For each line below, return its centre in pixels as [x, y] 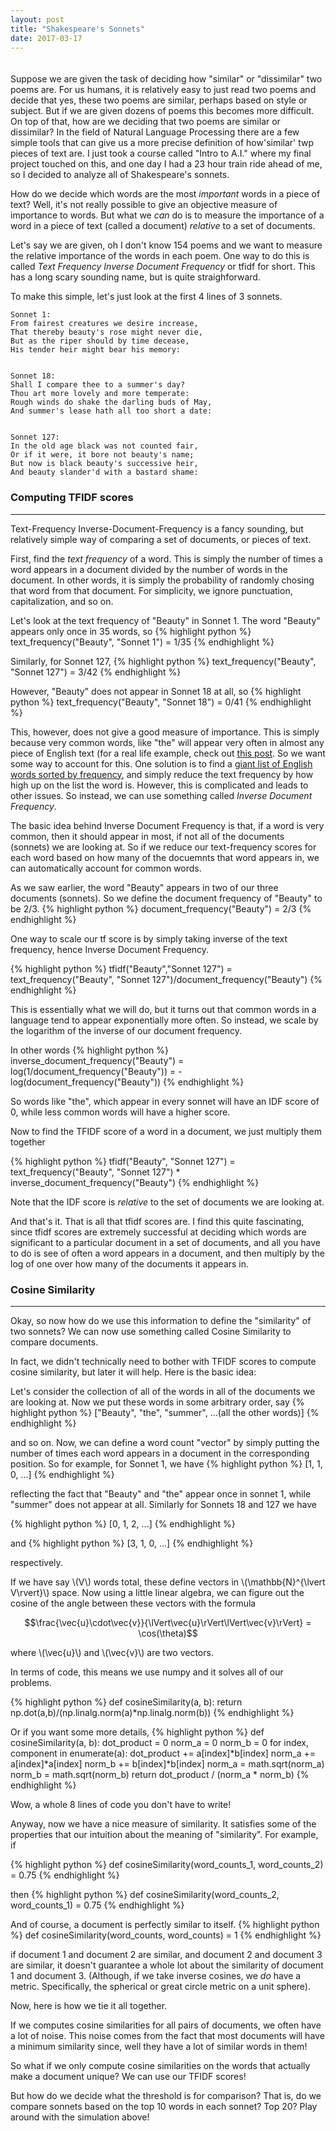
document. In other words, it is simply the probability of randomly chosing [162, 580]
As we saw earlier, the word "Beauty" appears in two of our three [144, 887]
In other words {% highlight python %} [90, 1050]
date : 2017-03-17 [46, 38]
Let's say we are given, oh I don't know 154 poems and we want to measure [166, 245]
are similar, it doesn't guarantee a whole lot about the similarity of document [167, 1965]
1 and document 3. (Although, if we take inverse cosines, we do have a [156, 1975]
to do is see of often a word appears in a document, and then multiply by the [168, 1253]
